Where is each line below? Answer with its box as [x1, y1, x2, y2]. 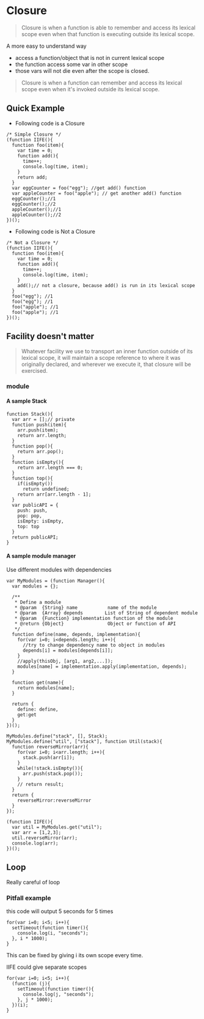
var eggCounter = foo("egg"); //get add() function [12, 185, 147, 191]
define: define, [17, 706, 59, 712]
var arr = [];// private [12, 416, 75, 422]
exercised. [21, 367, 48, 374]
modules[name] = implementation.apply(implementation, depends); [17, 663, 188, 670]
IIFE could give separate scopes [6, 963, 87, 971]
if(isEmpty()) [17, 480, 53, 487]
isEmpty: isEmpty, [17, 518, 64, 524]
